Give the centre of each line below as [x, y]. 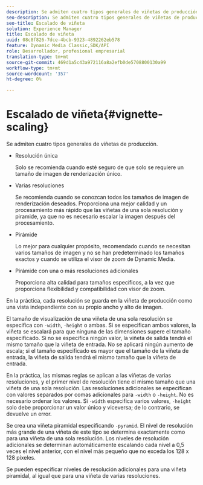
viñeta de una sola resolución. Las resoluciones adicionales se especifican [99, 388]
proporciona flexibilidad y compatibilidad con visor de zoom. [90, 289]
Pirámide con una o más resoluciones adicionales [77, 271]
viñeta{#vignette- [117, 114]
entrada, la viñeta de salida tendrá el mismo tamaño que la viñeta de [91, 358]
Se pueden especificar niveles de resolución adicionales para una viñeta [96, 469]
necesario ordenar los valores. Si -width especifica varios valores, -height [99, 401]
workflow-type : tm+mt [34, 68]
